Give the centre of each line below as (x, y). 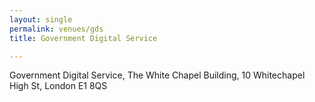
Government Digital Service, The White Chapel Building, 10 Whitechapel (157, 75)
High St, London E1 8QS (58, 86)
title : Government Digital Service (83, 38)
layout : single (41, 19)
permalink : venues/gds (56, 29)
